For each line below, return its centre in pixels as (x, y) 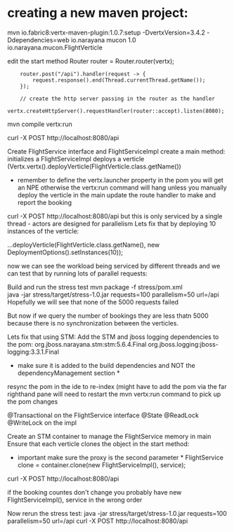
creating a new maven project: (98, 13)
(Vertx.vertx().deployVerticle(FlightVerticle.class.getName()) (94, 166)
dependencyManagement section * (69, 373)
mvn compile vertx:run (40, 124)
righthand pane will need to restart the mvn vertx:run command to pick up (114, 394)
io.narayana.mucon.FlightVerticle (55, 47)
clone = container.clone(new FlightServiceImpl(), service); (102, 465)
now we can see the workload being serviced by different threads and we (114, 266)
